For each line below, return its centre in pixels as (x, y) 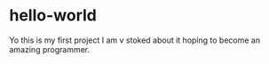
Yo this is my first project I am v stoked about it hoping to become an (134, 40)
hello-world (53, 16)
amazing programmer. (50, 49)
